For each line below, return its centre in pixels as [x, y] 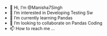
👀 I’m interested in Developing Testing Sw [51, 13]
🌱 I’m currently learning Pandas [41, 18]
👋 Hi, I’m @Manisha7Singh [36, 8]
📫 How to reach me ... [32, 28]
